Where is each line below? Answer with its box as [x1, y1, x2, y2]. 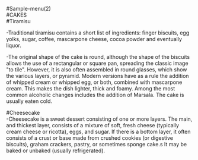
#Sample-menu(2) [6, 5, 52, 12]
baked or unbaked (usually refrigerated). [6, 147, 106, 154]
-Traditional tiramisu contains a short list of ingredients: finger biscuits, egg [6, 29, 190, 36]
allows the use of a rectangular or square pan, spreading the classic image [6, 59, 189, 67]
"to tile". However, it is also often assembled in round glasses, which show [6, 66, 187, 73]
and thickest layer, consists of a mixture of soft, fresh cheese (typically [6, 122, 180, 128]
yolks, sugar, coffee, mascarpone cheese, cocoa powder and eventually [6, 36, 183, 42]
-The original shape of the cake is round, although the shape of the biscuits [6, 54, 190, 60]
